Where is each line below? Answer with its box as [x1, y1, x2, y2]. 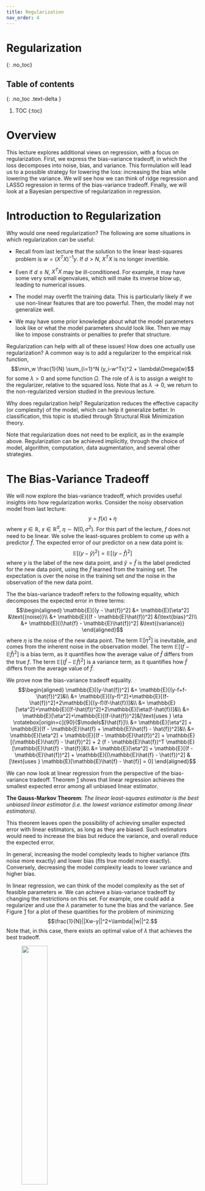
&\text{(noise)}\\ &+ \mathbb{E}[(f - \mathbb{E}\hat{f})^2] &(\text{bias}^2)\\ [7, 613, 198, 620]
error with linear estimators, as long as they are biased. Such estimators [6, 826, 187, 833]
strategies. [6, 450, 34, 458]
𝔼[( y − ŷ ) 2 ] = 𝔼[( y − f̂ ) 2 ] [73, 548, 132, 557]
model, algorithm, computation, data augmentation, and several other [6, 444, 181, 452]
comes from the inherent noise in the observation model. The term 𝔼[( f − [6, 643, 190, 651]
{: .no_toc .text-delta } [6, 95, 62, 103]
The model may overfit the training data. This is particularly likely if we [15, 293, 192, 301]
